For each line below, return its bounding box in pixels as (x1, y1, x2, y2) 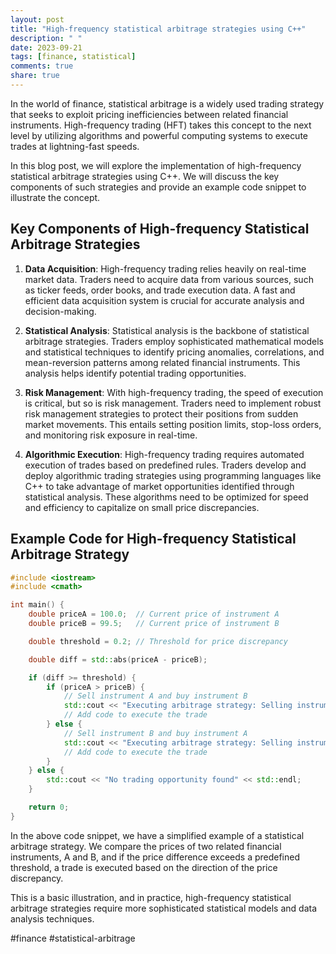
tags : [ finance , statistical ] (10, 52, 137, 62)
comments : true (10, 61, 74, 71)
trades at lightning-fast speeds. (10, 140, 140, 152)
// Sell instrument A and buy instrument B (63, 691, 248, 701)
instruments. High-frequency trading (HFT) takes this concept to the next (10, 119, 312, 131)
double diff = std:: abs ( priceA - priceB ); (28, 654, 208, 665)
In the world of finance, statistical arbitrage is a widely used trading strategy (10, 97, 325, 110)
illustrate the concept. (10, 191, 101, 203)
